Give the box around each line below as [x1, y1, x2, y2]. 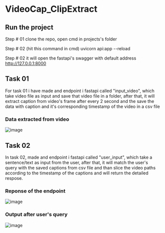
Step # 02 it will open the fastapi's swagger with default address [5, 55, 137, 61]
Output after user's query [5, 211, 68, 218]
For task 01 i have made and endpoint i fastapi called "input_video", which [5, 88, 155, 94]
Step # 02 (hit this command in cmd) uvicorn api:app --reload [5, 46, 130, 51]
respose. [5, 175, 23, 181]
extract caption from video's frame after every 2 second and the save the [5, 98, 155, 104]
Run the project [5, 23, 53, 32]
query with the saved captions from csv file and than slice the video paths [5, 165, 156, 170]
